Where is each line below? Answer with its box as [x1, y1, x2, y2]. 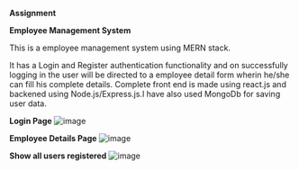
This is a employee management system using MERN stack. [9, 42, 231, 53]
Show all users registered [9, 150, 107, 161]
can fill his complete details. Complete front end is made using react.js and [9, 79, 286, 89]
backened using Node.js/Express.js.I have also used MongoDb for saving [9, 89, 281, 99]
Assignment [9, 8, 57, 18]
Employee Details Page [9, 133, 97, 143]
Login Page [9, 116, 52, 126]
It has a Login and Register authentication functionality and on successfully [9, 60, 288, 70]
